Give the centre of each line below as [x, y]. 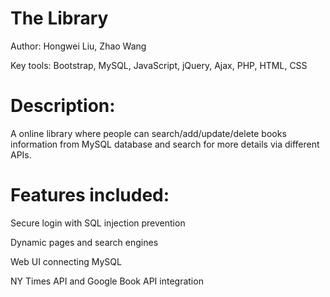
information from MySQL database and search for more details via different [165, 144]
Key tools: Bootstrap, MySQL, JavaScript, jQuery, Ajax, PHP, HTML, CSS [159, 65]
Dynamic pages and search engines [84, 242]
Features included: [90, 195]
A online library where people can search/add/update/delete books [148, 133]
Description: [63, 106]
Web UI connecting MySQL [66, 261]
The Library [59, 18]
